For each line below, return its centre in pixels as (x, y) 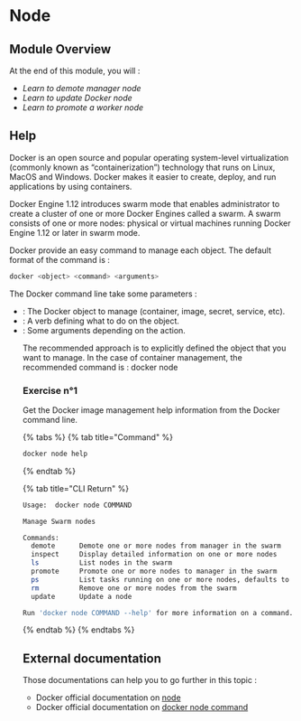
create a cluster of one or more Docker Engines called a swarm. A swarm (145, 213)
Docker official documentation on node (109, 698)
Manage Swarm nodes (59, 521)
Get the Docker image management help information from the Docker (151, 410)
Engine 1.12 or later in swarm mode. (75, 232)
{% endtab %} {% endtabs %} (78, 630)
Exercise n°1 (50, 390)
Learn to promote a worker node (83, 108)
